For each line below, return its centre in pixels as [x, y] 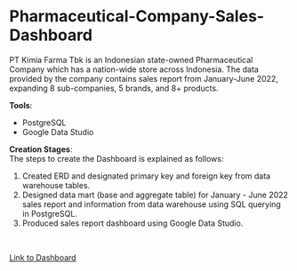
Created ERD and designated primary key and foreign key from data [146, 176]
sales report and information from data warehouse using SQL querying [152, 204]
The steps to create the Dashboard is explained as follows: [116, 158]
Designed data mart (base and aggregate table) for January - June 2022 [155, 195]
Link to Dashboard [43, 257]
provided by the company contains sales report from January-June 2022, [144, 78]
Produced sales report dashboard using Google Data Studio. [132, 223]
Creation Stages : [41, 149]
